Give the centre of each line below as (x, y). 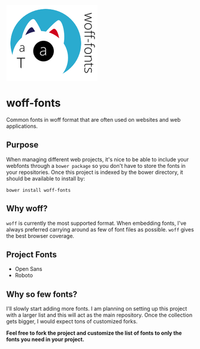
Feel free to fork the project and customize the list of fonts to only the (94, 333)
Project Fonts (31, 255)
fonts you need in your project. (46, 339)
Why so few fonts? (42, 294)
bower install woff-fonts (38, 190)
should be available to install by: (46, 178)
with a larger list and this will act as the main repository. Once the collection (99, 315)
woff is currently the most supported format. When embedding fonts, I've (96, 223)
